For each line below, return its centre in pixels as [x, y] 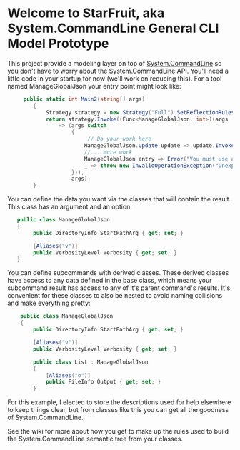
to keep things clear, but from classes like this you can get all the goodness [118, 410]
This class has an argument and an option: [70, 207]
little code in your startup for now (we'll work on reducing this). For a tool [115, 78]
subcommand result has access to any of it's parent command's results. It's [119, 288]
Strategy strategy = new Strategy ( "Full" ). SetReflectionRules [140, 112]
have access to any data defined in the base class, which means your [110, 281]
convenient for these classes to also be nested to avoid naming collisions [115, 296]
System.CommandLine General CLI [113, 28]
